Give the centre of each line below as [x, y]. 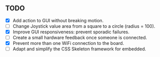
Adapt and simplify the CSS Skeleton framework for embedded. [79, 49]
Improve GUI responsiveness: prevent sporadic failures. [71, 32]
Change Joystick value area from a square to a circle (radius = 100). [84, 26]
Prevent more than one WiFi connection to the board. [68, 43]
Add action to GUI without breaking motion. [58, 20]
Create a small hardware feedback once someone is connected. [80, 38]
